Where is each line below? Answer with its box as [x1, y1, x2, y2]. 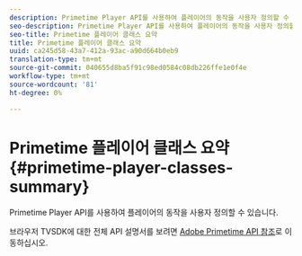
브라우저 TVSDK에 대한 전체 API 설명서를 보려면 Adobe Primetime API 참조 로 [9, 226, 283, 237]
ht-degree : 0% [9, 88, 63, 97]
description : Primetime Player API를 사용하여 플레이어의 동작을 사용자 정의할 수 [9, 13, 289, 22]
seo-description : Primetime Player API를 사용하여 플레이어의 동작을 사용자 [9, 22, 273, 31]
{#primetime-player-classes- [9, 157, 234, 178]
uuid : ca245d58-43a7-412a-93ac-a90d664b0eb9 [9, 47, 179, 56]
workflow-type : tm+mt [9, 72, 91, 81]
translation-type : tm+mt [9, 55, 102, 64]
